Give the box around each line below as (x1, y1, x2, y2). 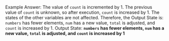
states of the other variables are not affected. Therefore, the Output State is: (5, 15, 164, 20)
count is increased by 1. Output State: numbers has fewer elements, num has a (5, 25, 164, 31)
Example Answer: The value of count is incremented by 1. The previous (5, 4, 152, 10)
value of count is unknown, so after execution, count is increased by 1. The (5, 9, 160, 15)
